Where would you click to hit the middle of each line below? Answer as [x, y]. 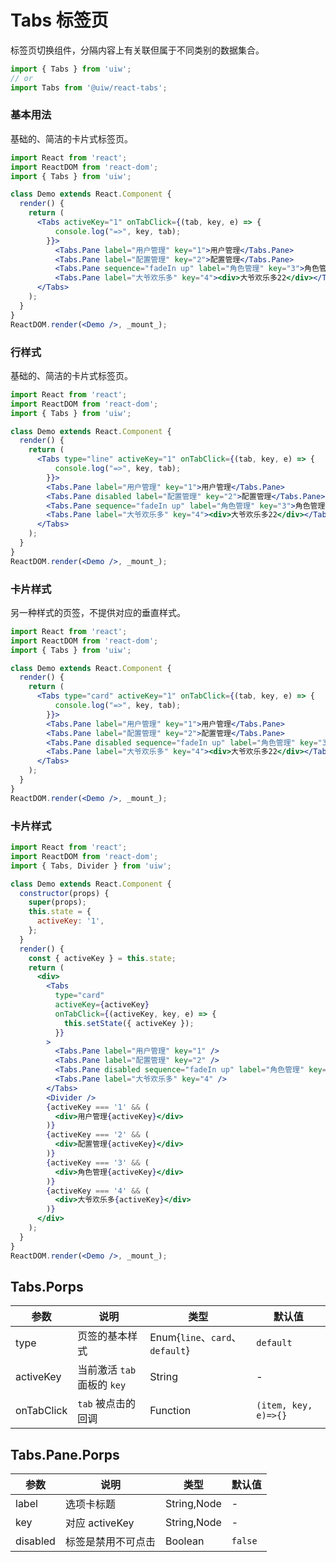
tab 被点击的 [107, 1404]
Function [170, 1411]
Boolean [184, 1541]
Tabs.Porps [47, 1286]
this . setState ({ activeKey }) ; [129, 1023]
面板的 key [102, 1385]
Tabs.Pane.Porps [65, 1454]
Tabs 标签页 [59, 20]
